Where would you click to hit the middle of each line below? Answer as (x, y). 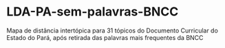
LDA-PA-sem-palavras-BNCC (93, 12)
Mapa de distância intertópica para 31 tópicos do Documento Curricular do (112, 30)
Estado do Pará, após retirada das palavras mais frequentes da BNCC (105, 37)
